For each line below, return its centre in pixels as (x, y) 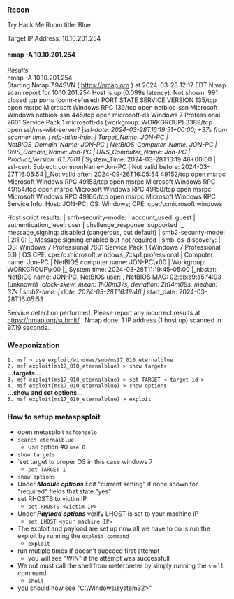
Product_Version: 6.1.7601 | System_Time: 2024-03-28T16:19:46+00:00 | (111, 159)
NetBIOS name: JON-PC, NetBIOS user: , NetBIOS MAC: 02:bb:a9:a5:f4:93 (114, 277)
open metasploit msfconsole (57, 432)
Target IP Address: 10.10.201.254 (54, 38)
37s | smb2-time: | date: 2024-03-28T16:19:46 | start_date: (93, 291)
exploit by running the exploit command (73, 536)
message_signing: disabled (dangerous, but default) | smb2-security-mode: (116, 232)
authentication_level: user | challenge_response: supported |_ (96, 224)
